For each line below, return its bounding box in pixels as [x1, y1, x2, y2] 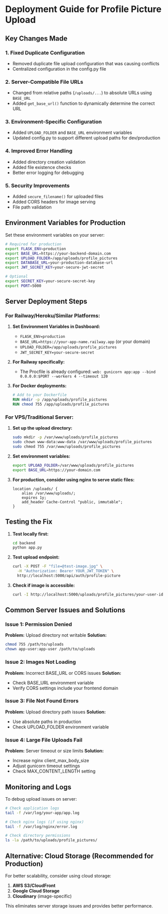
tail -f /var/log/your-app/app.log [5, 810, 80, 815]
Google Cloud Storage [12, 888, 60, 893]
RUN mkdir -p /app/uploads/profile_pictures [12, 397, 107, 402]
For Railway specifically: [12, 359, 65, 365]
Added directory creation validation [12, 159, 86, 165]
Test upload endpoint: [12, 554, 60, 560]
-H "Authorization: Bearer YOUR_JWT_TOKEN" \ [17, 569, 114, 574]
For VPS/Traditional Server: [5, 414, 74, 421]
